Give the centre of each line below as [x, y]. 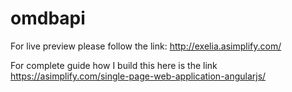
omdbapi [48, 18]
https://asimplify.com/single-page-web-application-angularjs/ [138, 76]
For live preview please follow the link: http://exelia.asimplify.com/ [146, 46]
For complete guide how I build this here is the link [114, 65]
